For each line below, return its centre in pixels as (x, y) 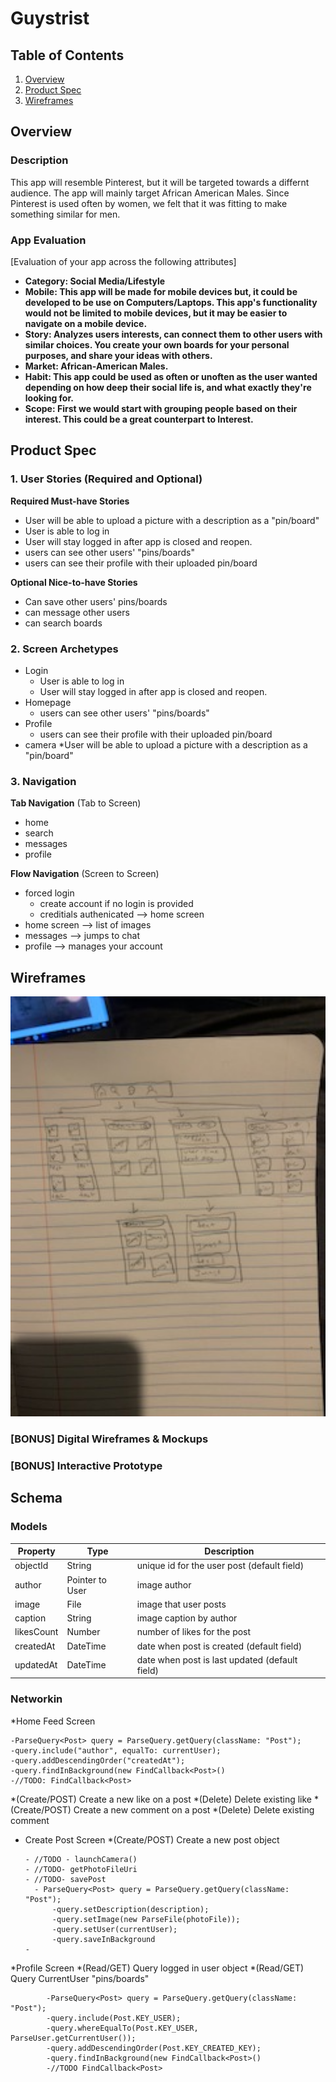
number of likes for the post (194, 1632)
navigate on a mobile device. (86, 323)
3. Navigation (43, 781)
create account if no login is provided (116, 904)
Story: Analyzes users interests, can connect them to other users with (173, 334)
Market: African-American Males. (96, 366)
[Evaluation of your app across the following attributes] (123, 261)
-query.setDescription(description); (130, 1909)
